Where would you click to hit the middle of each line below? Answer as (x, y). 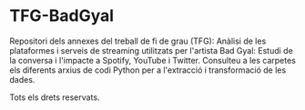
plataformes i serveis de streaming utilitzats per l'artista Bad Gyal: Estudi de (151, 50)
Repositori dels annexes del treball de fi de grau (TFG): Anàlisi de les (138, 41)
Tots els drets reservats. (55, 97)
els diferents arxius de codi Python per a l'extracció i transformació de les (148, 70)
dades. (22, 79)
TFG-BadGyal (62, 16)
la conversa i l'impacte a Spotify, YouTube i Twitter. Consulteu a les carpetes (152, 60)
